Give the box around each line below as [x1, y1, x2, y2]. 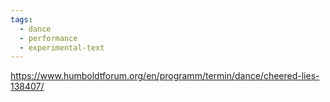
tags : [10, 14, 33, 25]
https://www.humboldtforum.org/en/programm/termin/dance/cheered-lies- [10, 70, 320, 82]
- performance [19, 33, 78, 43]
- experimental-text [19, 42, 105, 53]
